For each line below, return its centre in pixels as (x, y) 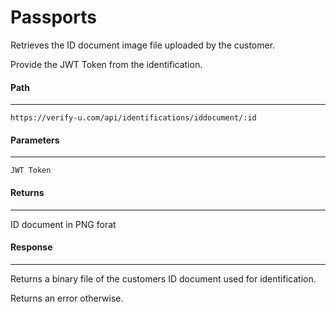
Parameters (35, 140)
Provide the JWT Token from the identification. (106, 64)
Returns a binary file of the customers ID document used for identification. (163, 278)
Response (31, 247)
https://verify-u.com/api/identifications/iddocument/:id (133, 118)
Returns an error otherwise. (67, 298)
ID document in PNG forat (63, 224)
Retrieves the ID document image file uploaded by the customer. (143, 45)
